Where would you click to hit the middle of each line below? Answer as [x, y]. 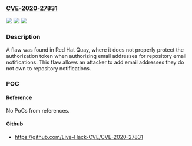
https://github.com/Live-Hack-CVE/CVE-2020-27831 [79, 137]
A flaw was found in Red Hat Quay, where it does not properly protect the [95, 50]
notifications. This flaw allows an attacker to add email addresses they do [95, 62]
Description [23, 37]
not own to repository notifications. [49, 68]
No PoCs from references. [38, 110]
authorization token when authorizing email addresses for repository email [96, 56]
